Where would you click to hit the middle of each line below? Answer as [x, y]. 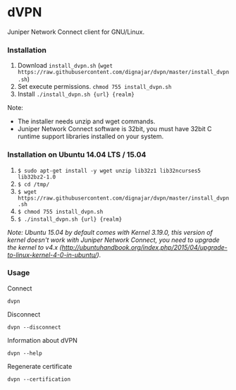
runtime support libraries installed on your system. [91, 136]
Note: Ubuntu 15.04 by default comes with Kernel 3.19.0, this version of [110, 232]
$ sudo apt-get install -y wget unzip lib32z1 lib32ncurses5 [109, 171]
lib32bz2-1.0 [37, 177]
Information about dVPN [42, 340]
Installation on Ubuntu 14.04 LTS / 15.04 [77, 154]
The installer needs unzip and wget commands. [86, 121]
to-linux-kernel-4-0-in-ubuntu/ [52, 255]
